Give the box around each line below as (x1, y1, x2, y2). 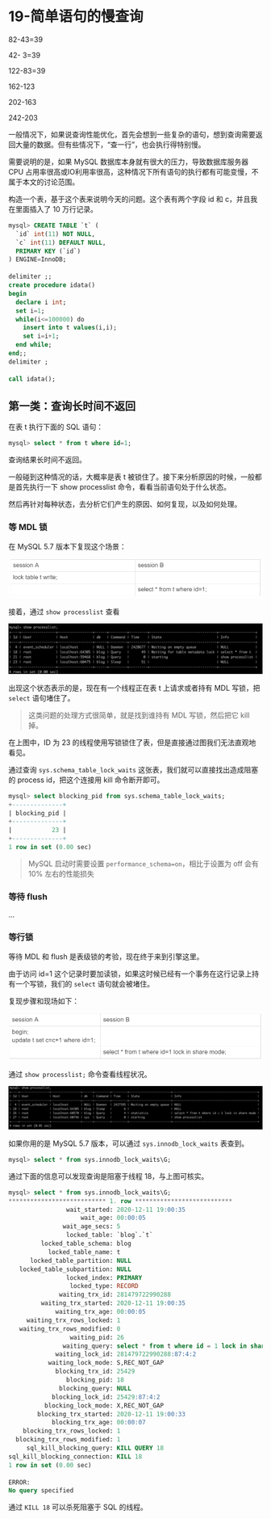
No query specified (8, 1487, 74, 1495)
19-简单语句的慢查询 (8, 7, 144, 26)
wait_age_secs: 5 (62, 1222, 121, 1231)
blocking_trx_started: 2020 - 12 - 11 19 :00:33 (37, 1410, 186, 1418)
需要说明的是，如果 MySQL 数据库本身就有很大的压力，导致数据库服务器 (8, 157, 249, 166)
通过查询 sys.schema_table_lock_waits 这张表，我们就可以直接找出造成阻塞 (8, 764, 259, 774)
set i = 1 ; (15, 306, 45, 315)
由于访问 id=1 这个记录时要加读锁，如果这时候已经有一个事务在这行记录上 (8, 969, 252, 978)
